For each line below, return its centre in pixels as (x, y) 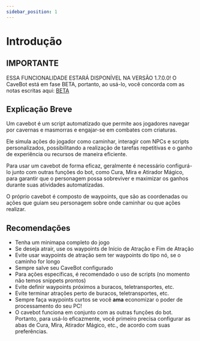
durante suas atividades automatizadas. (55, 185)
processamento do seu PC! (48, 306)
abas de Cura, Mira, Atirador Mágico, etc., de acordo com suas (93, 325)
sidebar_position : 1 (32, 12)
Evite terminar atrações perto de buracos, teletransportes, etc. (92, 293)
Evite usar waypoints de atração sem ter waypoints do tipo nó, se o (98, 255)
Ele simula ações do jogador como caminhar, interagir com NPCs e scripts (98, 142)
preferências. (31, 331)
